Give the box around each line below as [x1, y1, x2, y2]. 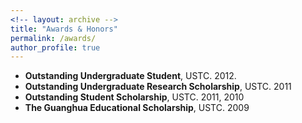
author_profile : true [10, 42, 101, 53]
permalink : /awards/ [10, 33, 97, 43]
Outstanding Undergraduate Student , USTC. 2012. [24, 70, 237, 82]
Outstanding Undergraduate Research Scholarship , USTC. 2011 [24, 81, 292, 93]
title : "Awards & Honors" [10, 24, 118, 34]
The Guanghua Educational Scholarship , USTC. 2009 [24, 102, 250, 114]
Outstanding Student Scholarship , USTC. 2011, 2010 [24, 91, 245, 103]
